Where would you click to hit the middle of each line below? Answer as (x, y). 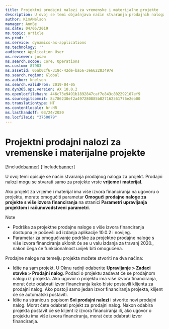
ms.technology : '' (24, 47)
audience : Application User (35, 52)
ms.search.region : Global (32, 75)
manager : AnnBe (21, 24)
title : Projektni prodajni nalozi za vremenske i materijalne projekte (82, 10)
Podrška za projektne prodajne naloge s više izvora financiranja (78, 227)
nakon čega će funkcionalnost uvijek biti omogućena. (68, 248)
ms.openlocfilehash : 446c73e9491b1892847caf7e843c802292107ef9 (73, 94)
